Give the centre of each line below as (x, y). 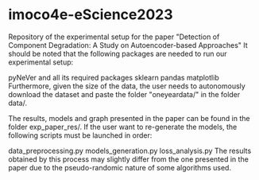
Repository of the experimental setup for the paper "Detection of (114, 37)
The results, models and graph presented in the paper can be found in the (129, 118)
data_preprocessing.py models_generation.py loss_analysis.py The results (130, 151)
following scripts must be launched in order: (80, 135)
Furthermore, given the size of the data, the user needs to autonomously (127, 86)
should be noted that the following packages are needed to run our (118, 53)
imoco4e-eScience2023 (91, 15)
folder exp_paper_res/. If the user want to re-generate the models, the (123, 127)
